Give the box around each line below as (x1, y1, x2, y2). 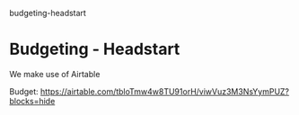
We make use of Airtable (9, 68, 101, 79)
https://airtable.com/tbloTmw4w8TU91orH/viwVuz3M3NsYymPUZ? (40, 85, 290, 97)
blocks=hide (9, 95, 56, 106)
